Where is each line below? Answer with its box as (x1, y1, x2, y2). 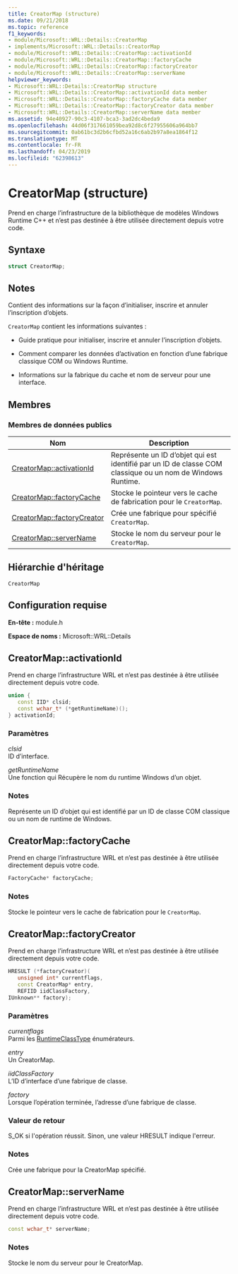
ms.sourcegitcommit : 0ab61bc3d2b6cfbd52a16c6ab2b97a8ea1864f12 (8, 129, 198, 136)
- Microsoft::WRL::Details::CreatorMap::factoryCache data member (8, 96, 208, 103)
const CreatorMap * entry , (17, 981, 94, 989)
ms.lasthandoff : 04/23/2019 (8, 148, 91, 155)
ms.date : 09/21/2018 (8, 17, 69, 24)
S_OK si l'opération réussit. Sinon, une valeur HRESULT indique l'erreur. (8, 1131, 215, 1141)
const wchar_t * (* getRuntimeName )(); (17, 706, 129, 713)
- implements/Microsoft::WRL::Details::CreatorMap (8, 43, 160, 50)
